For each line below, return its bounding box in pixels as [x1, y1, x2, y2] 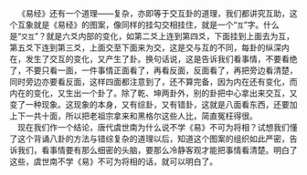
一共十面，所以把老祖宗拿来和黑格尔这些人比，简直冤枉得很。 [25, 110, 258, 121]
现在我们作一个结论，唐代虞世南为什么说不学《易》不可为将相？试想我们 [17, 122, 290, 132]
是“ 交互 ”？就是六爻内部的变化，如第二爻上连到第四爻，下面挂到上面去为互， [9, 31, 295, 41]
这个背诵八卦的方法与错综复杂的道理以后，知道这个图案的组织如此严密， [16, 133, 290, 144]
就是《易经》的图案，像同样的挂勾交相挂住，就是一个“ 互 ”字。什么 [33, 19, 281, 30]
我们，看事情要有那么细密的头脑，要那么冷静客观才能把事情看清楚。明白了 [16, 145, 298, 155]
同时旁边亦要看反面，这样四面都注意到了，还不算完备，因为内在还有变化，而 [9, 77, 298, 87]
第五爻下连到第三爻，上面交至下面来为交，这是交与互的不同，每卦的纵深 [9, 42, 281, 53]
